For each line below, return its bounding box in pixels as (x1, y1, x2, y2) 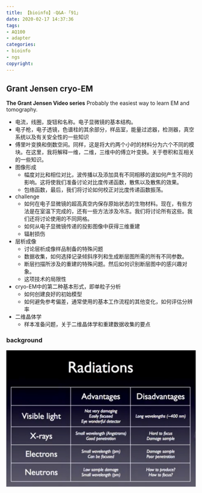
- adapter (6, 35, 31, 42)
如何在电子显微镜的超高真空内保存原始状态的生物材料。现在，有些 (23, 200, 188, 207)
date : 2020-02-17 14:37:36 (6, 16, 74, 22)
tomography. (6, 106, 38, 113)
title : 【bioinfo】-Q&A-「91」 (6, 10, 81, 16)
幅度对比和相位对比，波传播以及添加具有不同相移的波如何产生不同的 (23, 171, 193, 178)
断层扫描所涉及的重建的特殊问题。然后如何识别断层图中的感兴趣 (23, 260, 182, 268)
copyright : (6, 60, 34, 66)
